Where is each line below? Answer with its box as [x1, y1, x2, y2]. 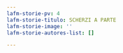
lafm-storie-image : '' [6, 23, 73, 30]
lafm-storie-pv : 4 [6, 10, 60, 17]
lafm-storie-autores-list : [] [6, 29, 95, 36]
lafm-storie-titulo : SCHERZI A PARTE [6, 17, 117, 23]
